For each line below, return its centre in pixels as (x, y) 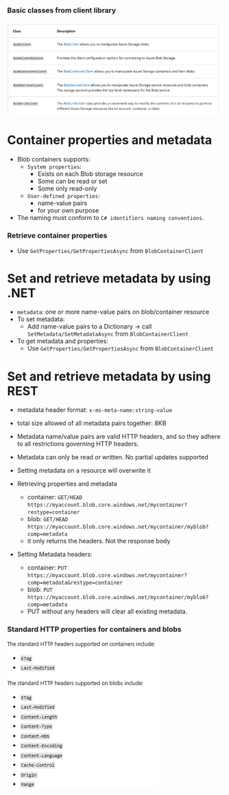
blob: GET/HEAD (48, 519)
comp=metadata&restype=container (75, 583)
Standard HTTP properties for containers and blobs (94, 629)
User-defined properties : (64, 196)
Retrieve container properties (57, 236)
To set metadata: (41, 319)
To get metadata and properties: (62, 341)
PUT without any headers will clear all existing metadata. (107, 611)
